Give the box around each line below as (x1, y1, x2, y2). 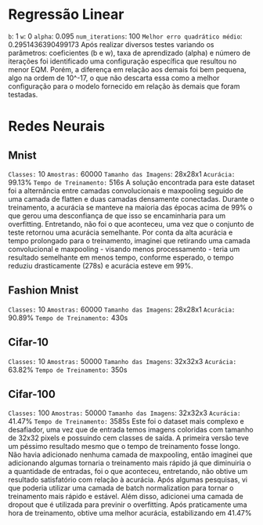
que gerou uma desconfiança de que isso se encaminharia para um (8, 210, 226, 221)
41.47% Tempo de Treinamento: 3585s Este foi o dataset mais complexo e (8, 417, 245, 426)
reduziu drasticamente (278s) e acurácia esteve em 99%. (8, 261, 193, 270)
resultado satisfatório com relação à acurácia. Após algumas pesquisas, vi (8, 475, 248, 484)
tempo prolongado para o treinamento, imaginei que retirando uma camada (8, 235, 250, 245)
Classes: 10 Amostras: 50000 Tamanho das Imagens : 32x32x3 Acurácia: (8, 356, 237, 366)
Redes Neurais (8, 118, 106, 135)
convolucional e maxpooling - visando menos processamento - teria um (8, 244, 240, 253)
